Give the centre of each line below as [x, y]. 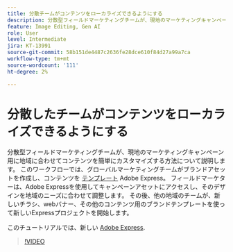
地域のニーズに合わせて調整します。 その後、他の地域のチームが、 [120, 196]
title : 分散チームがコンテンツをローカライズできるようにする [85, 14]
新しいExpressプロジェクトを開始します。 [73, 213]
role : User [23, 33]
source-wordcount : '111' [43, 65]
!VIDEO [34, 242]
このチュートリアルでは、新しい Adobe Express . [76, 228]
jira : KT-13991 [29, 46]
